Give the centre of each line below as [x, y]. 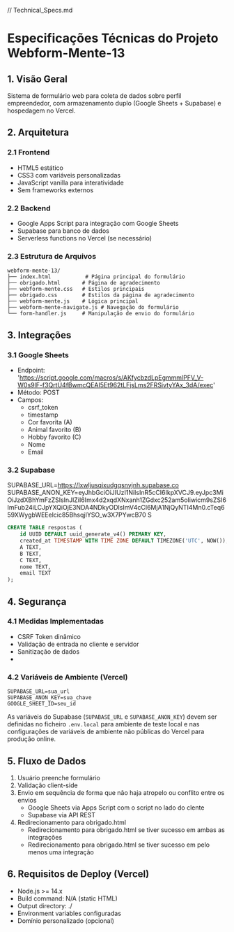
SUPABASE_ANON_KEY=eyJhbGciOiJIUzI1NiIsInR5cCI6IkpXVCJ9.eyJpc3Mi [116, 493]
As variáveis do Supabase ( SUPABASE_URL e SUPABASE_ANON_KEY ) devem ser [112, 717]
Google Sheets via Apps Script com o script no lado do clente [116, 808]
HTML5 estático [40, 168]
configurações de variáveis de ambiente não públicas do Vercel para [106, 732]
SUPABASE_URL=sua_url [39, 691]
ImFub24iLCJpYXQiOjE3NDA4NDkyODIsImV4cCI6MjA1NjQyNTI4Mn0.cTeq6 [116, 508]
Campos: [30, 400]
